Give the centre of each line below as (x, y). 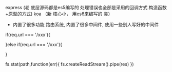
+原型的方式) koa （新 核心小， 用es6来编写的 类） (59, 14)
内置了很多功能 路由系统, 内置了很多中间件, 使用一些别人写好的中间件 (86, 25)
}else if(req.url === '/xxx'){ (34, 44)
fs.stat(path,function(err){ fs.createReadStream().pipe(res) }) (70, 64)
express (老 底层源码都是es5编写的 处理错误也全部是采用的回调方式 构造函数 (86, 7)
